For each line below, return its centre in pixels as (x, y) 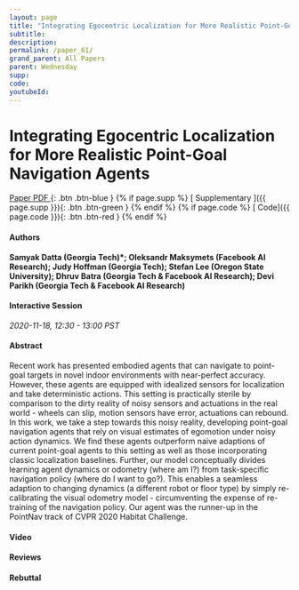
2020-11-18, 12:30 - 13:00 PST (65, 325)
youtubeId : (29, 92)
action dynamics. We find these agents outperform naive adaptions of (137, 442)
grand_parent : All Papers (57, 59)
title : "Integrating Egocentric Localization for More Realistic (133, 26)
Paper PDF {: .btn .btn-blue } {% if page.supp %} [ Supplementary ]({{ (138, 198)
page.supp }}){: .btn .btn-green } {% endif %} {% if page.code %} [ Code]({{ (149, 207)
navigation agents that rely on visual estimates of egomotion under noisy (142, 432)
